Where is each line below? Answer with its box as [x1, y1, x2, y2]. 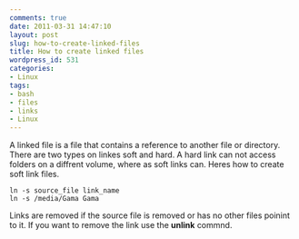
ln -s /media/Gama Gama [9, 194, 100, 204]
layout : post [9, 30, 59, 39]
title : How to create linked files [9, 47, 145, 56]
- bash [9, 89, 35, 98]
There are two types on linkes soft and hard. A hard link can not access [9, 149, 276, 160]
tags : [9, 81, 30, 90]
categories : [9, 65, 55, 74]
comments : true [9, 13, 67, 23]
